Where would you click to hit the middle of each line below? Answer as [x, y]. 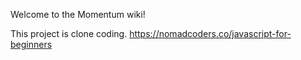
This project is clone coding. [69, 33]
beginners [31, 44]
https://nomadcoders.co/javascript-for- [210, 33]
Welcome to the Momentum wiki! [78, 14]
